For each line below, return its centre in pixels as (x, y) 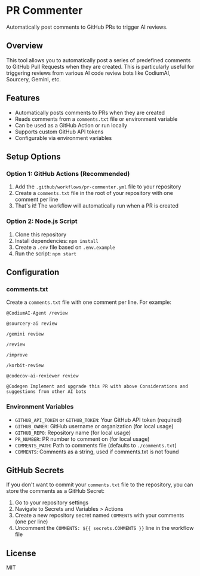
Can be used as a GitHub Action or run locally (71, 125)
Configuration (33, 272)
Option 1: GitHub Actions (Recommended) (68, 173)
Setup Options (33, 156)
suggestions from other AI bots (46, 392)
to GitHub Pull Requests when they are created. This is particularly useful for (100, 66)
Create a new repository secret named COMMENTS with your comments (99, 516)
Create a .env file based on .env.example (65, 247)
